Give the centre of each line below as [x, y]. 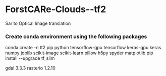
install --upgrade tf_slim [30, 58]
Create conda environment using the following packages [76, 36]
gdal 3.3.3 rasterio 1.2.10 [30, 68]
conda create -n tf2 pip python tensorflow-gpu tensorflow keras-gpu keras [83, 48]
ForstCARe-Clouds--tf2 [56, 9]
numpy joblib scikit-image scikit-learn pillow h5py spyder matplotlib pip [79, 53]
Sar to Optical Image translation [38, 23]
